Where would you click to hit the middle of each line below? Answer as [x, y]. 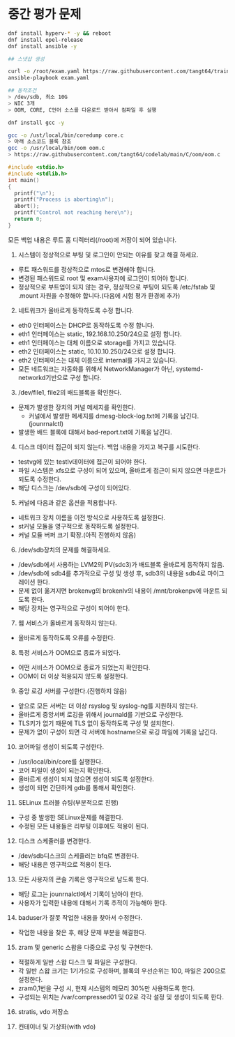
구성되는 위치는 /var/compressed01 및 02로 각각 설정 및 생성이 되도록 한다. [121, 997]
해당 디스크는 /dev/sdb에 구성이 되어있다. [75, 487]
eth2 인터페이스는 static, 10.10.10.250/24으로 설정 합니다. [97, 351]
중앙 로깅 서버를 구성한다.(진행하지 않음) [73, 690]
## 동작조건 [22, 91]
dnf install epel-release [45, 40]
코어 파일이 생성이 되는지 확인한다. [65, 770]
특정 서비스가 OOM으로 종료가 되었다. [69, 652]
